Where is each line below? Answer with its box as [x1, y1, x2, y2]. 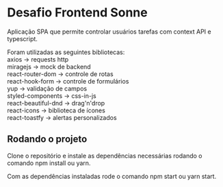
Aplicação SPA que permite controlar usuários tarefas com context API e [7, 27, 211, 36]
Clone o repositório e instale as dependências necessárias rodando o [7, 151, 202, 160]
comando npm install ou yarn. [7, 159, 91, 167]
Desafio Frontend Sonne [7, 5, 148, 21]
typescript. [7, 34, 38, 42]
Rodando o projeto [7, 134, 88, 145]
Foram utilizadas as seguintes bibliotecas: [7, 48, 125, 56]
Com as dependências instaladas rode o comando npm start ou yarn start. [7, 172, 217, 180]
